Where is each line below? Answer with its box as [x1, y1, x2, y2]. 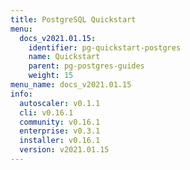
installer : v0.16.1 [19, 136, 101, 146]
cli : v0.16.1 [19, 107, 74, 118]
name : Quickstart [28, 52, 101, 62]
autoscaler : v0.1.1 [19, 98, 101, 108]
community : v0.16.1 [19, 117, 101, 127]
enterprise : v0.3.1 [19, 126, 101, 136]
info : [10, 89, 33, 99]
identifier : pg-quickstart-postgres [28, 42, 182, 53]
